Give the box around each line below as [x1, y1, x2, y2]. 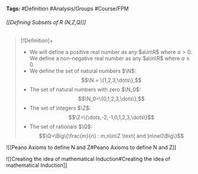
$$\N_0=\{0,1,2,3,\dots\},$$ [78, 95, 145, 103]
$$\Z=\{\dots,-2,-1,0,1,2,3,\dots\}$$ [68, 114, 155, 121]
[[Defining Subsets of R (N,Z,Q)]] [6, 18, 86, 26]
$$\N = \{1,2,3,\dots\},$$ [81, 77, 142, 84]
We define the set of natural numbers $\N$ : [29, 68, 136, 75]
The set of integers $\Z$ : [29, 105, 91, 112]
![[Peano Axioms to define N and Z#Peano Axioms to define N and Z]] [6, 144, 177, 151]
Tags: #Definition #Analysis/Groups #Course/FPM [6, 5, 129, 12]
